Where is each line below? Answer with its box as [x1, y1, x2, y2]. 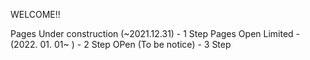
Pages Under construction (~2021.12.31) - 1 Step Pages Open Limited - [10, 28, 301, 39]
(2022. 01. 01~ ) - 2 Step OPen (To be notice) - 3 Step [10, 39, 232, 50]
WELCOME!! [10, 9, 61, 20]
